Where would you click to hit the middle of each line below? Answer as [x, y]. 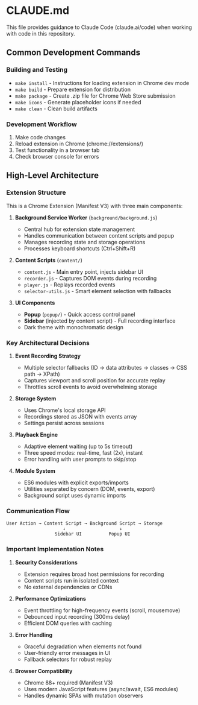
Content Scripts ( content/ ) [49, 260]
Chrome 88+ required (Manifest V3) [68, 683]
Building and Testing [37, 70]
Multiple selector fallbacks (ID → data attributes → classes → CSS [106, 367]
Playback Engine [36, 434]
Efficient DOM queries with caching [68, 623]
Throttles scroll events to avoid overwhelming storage [91, 387]
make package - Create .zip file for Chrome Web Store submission [95, 96]
